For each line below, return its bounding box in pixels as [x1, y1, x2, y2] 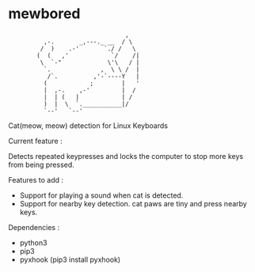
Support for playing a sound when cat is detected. [19, 191, 184, 200]
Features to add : [8, 175, 64, 184]
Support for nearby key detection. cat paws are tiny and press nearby [19, 198, 247, 208]
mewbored [8, 5, 81, 23]
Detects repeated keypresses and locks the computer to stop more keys [8, 151, 244, 161]
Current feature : [8, 136, 63, 145]
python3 [19, 238, 48, 247]
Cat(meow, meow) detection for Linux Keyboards [8, 120, 169, 130]
